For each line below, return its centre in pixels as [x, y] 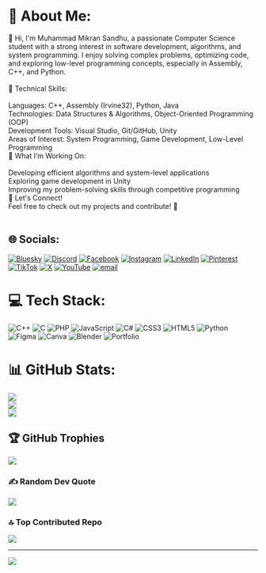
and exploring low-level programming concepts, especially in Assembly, [125, 63]
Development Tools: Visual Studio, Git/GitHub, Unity [93, 131]
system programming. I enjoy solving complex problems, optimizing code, [129, 55]
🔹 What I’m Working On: [47, 156]
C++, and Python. [37, 71]
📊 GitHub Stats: [62, 369]
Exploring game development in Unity [70, 180]
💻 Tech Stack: [57, 300]
